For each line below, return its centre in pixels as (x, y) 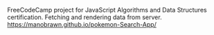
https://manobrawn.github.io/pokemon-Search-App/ (82, 24)
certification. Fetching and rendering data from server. (84, 17)
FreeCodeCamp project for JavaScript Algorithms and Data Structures (107, 10)
